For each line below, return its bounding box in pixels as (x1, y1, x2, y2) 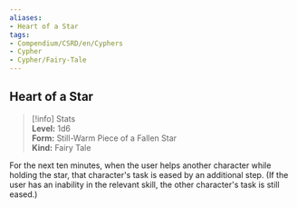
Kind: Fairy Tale (31, 142, 91, 153)
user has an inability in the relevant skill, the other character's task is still (9, 179, 280, 190)
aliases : (9, 13, 43, 23)
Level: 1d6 (31, 123, 71, 134)
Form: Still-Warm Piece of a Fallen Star (31, 133, 177, 144)
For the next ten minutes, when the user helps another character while (9, 160, 272, 171)
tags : (9, 30, 30, 39)
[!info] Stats (31, 113, 76, 124)
